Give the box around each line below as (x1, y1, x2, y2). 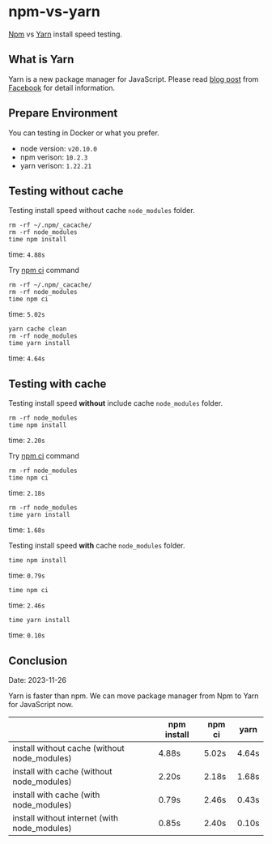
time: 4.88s (8, 249, 46, 259)
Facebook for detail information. (8, 83, 116, 92)
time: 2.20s (8, 436, 46, 445)
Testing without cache (8, 184, 124, 198)
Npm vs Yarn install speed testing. (8, 29, 123, 39)
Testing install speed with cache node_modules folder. (8, 541, 185, 551)
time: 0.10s (8, 630, 46, 640)
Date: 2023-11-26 (8, 676, 67, 684)
